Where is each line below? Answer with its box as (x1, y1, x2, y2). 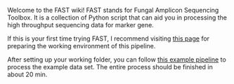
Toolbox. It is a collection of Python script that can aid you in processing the (7, 13, 227, 22)
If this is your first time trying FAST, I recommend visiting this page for (7, 34, 209, 43)
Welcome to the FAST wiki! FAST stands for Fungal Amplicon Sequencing (7, 6, 219, 14)
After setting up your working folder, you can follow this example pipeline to (7, 55, 226, 64)
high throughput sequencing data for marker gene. (7, 21, 155, 29)
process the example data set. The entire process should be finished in (7, 63, 213, 71)
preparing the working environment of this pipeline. (7, 42, 156, 50)
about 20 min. (7, 70, 48, 78)
